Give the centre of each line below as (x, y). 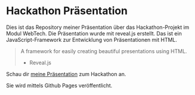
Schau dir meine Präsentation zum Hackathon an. (66, 74)
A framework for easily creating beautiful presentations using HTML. (104, 51)
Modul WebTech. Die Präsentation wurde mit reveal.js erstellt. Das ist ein (94, 33)
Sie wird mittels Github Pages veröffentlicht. (60, 85)
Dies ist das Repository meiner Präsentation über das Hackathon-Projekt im (98, 27)
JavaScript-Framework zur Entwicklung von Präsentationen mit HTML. (92, 40)
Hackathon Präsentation (67, 11)
